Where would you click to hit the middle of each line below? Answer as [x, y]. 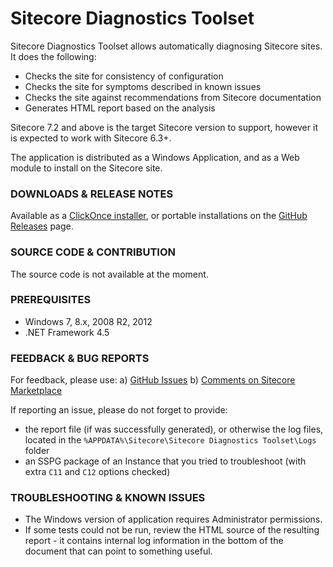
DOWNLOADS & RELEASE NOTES [92, 194]
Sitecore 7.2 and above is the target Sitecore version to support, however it [164, 127]
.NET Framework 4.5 [67, 332]
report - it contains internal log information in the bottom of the [154, 541]
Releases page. [42, 226]
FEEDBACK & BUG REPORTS [80, 358]
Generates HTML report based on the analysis [120, 108]
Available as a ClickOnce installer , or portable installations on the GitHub [159, 216]
